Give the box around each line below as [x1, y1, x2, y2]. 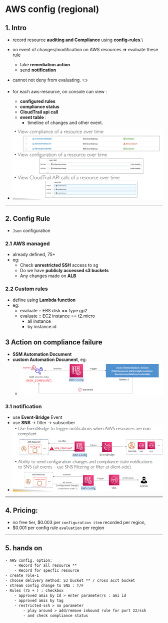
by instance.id [27, 323, 56, 329]
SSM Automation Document [12, 351, 72, 357]
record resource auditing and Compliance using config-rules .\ [12, 37, 143, 43]
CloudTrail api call [19, 109, 58, 115]
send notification [19, 67, 56, 73]
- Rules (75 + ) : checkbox [5, 588, 64, 593]
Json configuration [12, 227, 51, 234]
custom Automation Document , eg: [12, 356, 87, 362]
